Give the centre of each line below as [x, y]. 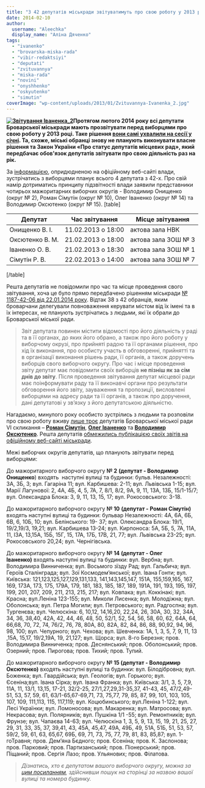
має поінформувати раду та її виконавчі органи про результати [104, 383]
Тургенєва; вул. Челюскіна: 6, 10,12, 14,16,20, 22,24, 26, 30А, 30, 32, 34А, [101, 612]
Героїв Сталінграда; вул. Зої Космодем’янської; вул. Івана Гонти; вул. [97, 572]
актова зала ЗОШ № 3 [163, 240]
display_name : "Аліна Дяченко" [52, 35]
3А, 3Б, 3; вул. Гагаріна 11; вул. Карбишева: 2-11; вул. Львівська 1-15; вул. [101, 483]
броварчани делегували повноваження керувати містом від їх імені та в [101, 306]
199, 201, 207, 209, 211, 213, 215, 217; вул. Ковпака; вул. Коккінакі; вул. [96, 592]
